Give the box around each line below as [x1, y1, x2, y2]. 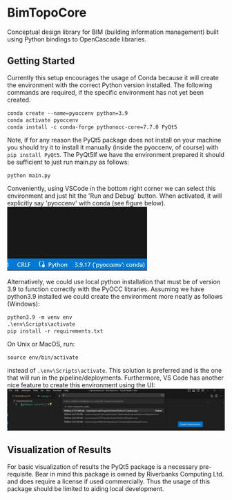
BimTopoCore [7, 5, 87, 21]
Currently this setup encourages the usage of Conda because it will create [7, 73, 219, 82]
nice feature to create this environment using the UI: [7, 380, 155, 389]
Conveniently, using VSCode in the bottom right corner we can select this [7, 184, 216, 192]
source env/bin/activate [7, 354, 79, 361]
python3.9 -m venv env [7, 313, 72, 321]
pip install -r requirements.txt [7, 327, 104, 335]
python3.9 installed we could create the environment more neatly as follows [7, 292, 223, 300]
